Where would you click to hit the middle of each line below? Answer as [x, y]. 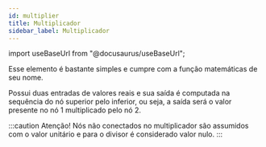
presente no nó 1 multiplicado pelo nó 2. [75, 110]
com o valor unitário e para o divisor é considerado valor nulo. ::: [116, 134]
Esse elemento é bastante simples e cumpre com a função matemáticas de [133, 69]
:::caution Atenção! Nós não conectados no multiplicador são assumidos [129, 126]
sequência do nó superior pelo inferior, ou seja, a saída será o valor [120, 102]
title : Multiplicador [45, 23]
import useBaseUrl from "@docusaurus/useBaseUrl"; [97, 54]
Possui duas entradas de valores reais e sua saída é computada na [119, 93]
